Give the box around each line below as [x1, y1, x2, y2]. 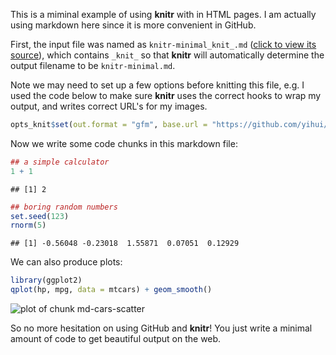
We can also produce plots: [10, 256, 123, 268]
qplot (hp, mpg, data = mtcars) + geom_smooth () [10, 285, 213, 295]
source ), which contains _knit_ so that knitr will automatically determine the [10, 49, 325, 61]
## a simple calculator [10, 157, 110, 167]
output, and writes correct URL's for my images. [10, 100, 208, 112]
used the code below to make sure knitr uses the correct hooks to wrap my [10, 90, 322, 101]
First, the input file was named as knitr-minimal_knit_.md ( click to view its [10, 39, 317, 50]
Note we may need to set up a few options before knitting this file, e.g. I [10, 79, 305, 91]
